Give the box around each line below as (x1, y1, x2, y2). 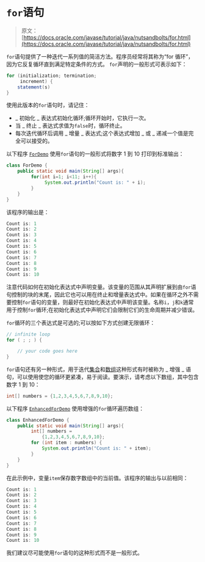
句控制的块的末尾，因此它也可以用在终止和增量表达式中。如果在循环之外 (6, 291, 188, 298)
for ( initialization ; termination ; (6, 73, 97, 79)
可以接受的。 (20, 137, 53, 145)
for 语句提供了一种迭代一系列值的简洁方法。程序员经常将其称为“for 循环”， (6, 52, 194, 60)
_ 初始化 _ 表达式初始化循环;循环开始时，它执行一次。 (15, 114, 149, 122)
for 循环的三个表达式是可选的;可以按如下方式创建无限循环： (6, 319, 156, 326)
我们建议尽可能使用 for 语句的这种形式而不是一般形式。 (6, 549, 143, 557)
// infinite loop (6, 331, 51, 337)
